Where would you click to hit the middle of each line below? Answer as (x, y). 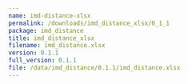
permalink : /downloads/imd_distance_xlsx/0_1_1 (89, 23)
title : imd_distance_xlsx (51, 38)
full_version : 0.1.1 (43, 61)
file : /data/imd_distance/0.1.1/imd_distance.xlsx (94, 68)
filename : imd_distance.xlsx (57, 46)
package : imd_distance (46, 30)
